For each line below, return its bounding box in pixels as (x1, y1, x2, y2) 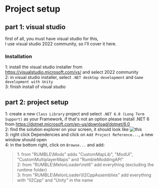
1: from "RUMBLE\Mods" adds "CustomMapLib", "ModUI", (17, 151, 133, 157)
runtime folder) (17, 167, 47, 173)
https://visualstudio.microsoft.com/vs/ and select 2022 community (5, 69, 139, 75)
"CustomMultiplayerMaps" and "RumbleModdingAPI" (17, 157, 124, 163)
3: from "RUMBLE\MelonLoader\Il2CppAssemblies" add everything (17, 172, 152, 178)
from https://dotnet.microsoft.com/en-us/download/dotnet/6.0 (5, 121, 130, 127)
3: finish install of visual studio (5, 84, 66, 90)
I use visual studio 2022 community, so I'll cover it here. (5, 41, 117, 47)
